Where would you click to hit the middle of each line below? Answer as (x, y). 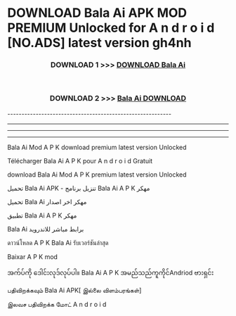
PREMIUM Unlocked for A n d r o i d (111, 28)
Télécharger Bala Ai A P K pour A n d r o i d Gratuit (80, 160)
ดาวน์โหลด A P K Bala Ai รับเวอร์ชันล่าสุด (58, 242)
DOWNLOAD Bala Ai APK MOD (97, 13)
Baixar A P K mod (33, 257)
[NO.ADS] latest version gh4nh (99, 43)
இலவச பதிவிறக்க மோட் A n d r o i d (57, 304)
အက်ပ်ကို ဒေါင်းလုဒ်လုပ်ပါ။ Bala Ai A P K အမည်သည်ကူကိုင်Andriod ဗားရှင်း (111, 272)
